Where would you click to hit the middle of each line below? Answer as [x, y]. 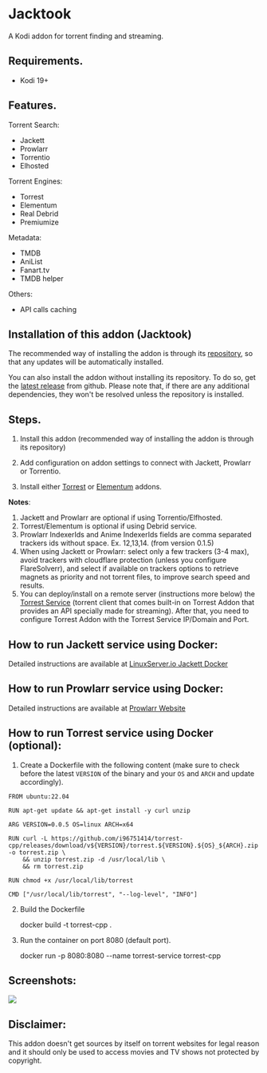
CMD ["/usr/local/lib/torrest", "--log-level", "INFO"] [103, 894]
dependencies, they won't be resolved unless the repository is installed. [126, 394]
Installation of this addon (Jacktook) [100, 334]
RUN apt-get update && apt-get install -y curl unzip [100, 810]
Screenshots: [43, 981]
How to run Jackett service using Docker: [113, 645]
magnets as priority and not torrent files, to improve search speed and [135, 577]
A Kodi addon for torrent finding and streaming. [86, 36]
